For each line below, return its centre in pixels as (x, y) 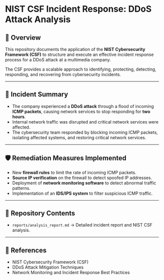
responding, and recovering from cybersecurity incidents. (63, 74)
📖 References (26, 250)
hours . (19, 117)
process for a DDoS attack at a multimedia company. (58, 60)
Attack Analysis (38, 19)
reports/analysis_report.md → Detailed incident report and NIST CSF (82, 225)
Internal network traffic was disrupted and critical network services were (85, 122)
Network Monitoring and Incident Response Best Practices (71, 273)
